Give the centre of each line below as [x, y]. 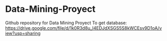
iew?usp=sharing [23, 33]
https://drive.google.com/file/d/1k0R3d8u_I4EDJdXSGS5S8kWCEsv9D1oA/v [83, 28]
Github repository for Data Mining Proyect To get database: [66, 23]
